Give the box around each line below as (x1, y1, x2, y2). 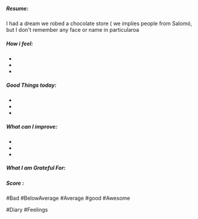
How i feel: (6, 39, 33, 47)
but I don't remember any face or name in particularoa (6, 26, 140, 33)
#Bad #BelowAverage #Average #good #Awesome (6, 194, 130, 202)
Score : (6, 180, 24, 187)
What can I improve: (6, 123, 58, 130)
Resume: (6, 5, 29, 12)
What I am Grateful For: (6, 165, 66, 172)
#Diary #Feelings (6, 206, 48, 214)
